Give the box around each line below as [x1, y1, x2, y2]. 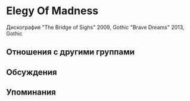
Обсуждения [6, 67, 57, 77]
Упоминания [6, 87, 57, 97]
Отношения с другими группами [6, 47, 135, 57]
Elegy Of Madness [6, 4, 99, 18]
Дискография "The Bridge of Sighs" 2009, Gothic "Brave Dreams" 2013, [6, 24, 185, 31]
